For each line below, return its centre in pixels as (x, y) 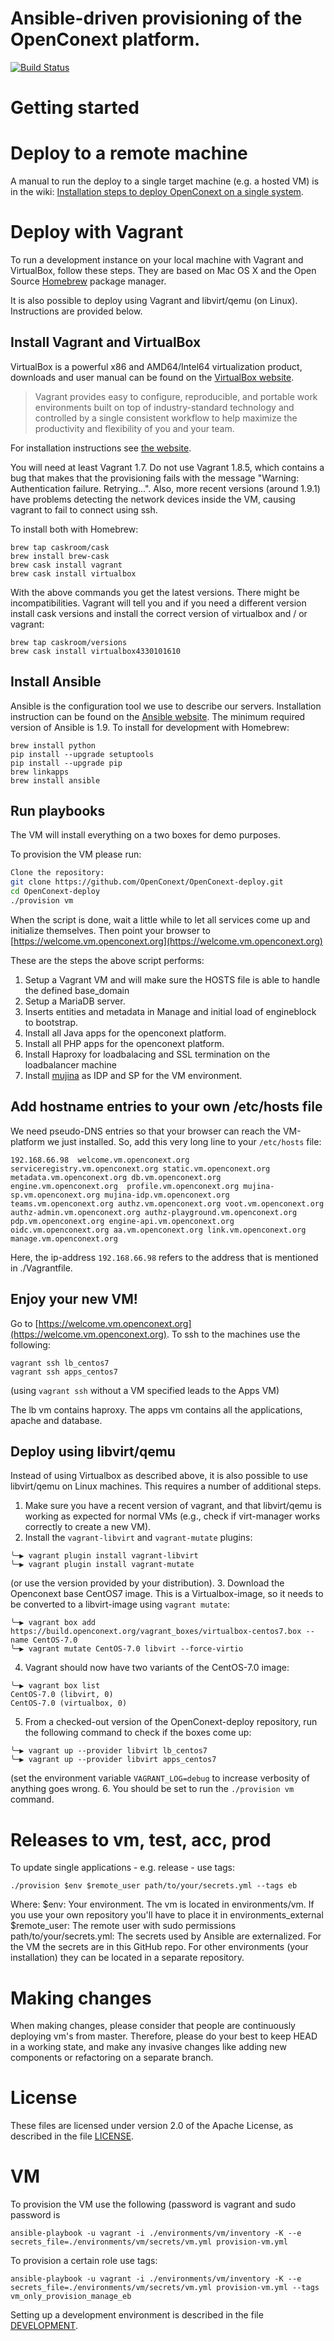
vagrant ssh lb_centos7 (60, 1363)
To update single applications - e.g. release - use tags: (123, 1868)
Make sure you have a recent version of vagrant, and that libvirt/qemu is (173, 1506)
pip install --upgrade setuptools (82, 754)
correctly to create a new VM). (88, 1527)
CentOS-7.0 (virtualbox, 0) (69, 1703)
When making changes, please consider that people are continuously (153, 2026)
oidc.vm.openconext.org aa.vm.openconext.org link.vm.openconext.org (158, 1230)
